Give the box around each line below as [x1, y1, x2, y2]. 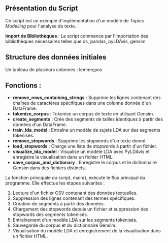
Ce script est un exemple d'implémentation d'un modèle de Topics [5, 17, 144, 23]
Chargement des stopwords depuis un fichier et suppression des [12, 206, 149, 212]
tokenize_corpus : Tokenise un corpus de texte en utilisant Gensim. [12, 111, 155, 117]
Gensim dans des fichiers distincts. [12, 165, 86, 171]
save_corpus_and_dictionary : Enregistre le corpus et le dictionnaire [12, 160, 157, 166]
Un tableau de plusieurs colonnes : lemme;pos [5, 66, 103, 73]
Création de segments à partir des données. [12, 201, 105, 207]
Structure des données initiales [5, 53, 107, 62]
